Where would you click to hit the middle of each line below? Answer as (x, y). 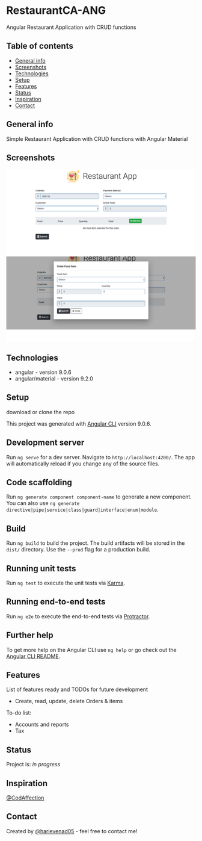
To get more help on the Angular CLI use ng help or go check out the (91, 650)
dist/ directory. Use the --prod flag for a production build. (78, 550)
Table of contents (40, 46)
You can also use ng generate (43, 503)
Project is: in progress (33, 765)
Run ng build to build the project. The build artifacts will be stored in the (96, 543)
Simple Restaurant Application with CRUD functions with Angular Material (97, 138)
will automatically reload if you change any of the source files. (83, 464)
